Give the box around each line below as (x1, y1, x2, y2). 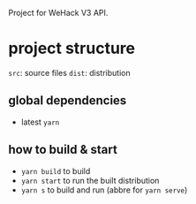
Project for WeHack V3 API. (8, 8, 109, 18)
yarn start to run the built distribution (20, 175, 160, 185)
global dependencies (8, 93, 127, 109)
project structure (8, 39, 136, 58)
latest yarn (20, 117, 60, 127)
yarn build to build (20, 165, 91, 176)
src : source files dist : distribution (8, 67, 131, 78)
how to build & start (8, 142, 118, 157)
